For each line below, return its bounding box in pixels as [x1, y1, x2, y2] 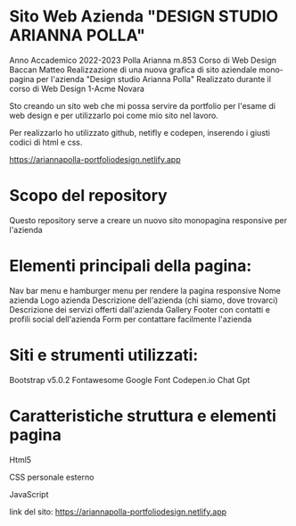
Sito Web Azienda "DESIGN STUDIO [9, 6, 279, 27]
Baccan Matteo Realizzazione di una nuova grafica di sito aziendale [9, 64, 257, 75]
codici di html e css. [9, 137, 83, 147]
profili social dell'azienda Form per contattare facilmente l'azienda [9, 313, 252, 324]
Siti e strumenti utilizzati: [9, 346, 199, 365]
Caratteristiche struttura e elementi [9, 405, 276, 426]
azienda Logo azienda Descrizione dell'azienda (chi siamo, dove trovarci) [9, 295, 278, 305]
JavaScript [9, 488, 49, 499]
